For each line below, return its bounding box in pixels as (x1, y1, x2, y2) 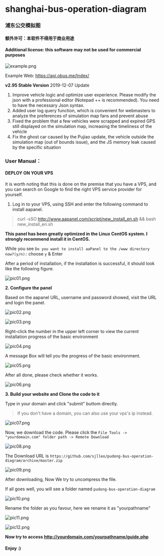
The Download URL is (5, 453, 49, 459)
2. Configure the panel (5, 285, 52, 291)
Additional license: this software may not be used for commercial (5, 47, 141, 53)
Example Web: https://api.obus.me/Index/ (5, 73, 90, 79)
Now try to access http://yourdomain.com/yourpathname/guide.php (5, 534, 149, 540)
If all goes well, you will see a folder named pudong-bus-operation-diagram (5, 486, 156, 492)
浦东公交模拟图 (5, 22, 41, 29)
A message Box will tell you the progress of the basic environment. (5, 353, 140, 359)
